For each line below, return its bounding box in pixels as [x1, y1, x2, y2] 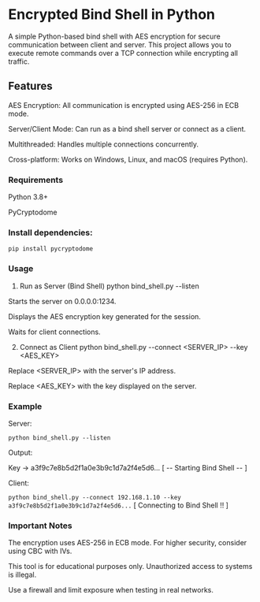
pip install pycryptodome [8, 245, 93, 253]
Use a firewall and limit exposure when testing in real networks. [8, 585, 214, 595]
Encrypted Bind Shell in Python [8, 6, 215, 24]
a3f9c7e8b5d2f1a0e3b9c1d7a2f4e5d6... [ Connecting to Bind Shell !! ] [8, 500, 228, 510]
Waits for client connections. [8, 327, 101, 336]
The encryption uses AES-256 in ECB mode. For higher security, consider [8, 538, 247, 548]
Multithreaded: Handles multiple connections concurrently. [8, 139, 199, 149]
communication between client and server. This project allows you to [8, 39, 232, 49]
